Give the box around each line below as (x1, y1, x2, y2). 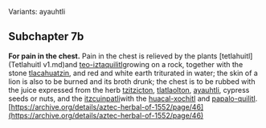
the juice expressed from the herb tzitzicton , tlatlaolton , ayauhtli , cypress (8, 85, 250, 94)
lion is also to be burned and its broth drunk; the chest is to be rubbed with (8, 76, 256, 86)
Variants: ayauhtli (8, 7, 66, 16)
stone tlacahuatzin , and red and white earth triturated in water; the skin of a (8, 68, 259, 78)
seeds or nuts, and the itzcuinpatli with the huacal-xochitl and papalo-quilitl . (8, 94, 258, 103)
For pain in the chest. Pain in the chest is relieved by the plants (8, 51, 218, 61)
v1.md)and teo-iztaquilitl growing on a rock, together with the (43, 59, 243, 69)
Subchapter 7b (8, 30, 84, 43)
